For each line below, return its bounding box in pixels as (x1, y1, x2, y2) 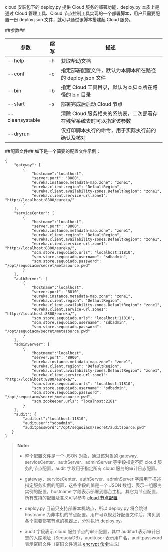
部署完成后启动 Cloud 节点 (61, 101, 123, 107)
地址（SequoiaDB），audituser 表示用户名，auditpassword (42, 535, 162, 541)
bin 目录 (72, 91, 91, 98)
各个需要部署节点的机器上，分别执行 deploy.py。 (24, 518, 125, 524)
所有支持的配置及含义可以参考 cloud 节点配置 (24, 495, 118, 501)
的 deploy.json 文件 (61, 74, 106, 81)
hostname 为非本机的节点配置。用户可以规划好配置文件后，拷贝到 (24, 512, 161, 517)
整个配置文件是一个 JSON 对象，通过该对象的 (24, 453, 118, 459)
